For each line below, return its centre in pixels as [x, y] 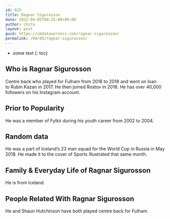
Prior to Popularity [35, 108]
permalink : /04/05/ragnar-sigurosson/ [46, 39]
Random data [27, 137]
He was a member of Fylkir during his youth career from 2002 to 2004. [80, 120]
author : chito [20, 24]
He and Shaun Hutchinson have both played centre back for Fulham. [77, 211]
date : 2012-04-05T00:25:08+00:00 [41, 19]
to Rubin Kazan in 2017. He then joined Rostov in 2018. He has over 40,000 [83, 87]
